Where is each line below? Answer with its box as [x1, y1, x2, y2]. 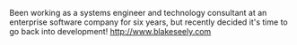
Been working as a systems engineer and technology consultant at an [9, 8, 267, 18]
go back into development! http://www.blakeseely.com [9, 26, 212, 36]
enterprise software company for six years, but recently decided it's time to [9, 17, 289, 27]
